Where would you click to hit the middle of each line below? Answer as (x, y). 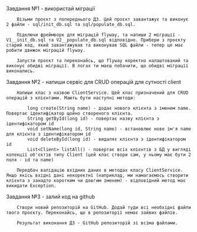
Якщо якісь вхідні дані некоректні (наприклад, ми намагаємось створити (97, 175)
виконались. (21, 71)
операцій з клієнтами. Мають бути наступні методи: (71, 98)
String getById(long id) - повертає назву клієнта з (93, 119)
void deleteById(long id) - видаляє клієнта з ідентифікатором (106, 139)
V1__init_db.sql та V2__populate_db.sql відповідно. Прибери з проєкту (96, 40)
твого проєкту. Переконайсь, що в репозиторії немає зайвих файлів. (92, 213)
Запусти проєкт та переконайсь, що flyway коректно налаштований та (103, 61)
